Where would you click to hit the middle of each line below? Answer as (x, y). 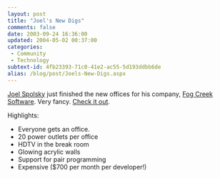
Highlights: (23, 115)
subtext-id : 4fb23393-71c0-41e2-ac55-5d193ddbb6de (84, 67)
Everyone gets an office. (54, 129)
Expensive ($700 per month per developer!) (82, 167)
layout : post (27, 14)
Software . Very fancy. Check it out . (59, 101)
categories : (25, 47)
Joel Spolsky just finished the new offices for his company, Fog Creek (110, 94)
